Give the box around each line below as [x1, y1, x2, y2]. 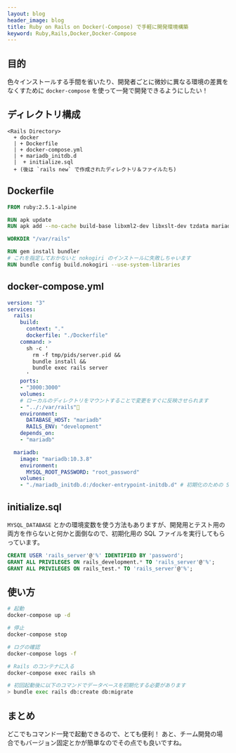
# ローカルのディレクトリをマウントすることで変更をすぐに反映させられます [20, 397, 209, 404]
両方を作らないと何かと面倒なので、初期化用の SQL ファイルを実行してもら [7, 529, 225, 538]
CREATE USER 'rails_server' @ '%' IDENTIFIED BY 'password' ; [7, 552, 184, 559]
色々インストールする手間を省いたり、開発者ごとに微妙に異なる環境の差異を [7, 78, 229, 86]
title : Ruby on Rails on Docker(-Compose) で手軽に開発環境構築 [7, 23, 189, 30]
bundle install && [32, 358, 86, 365]
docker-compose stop [7, 631, 68, 638]
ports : [20, 378, 39, 385]
